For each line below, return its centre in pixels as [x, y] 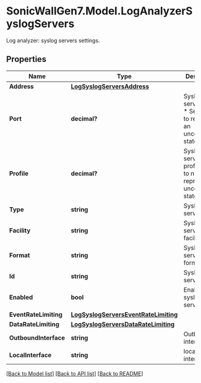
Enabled [21, 297]
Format [20, 255]
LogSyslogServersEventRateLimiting [124, 315]
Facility [20, 231]
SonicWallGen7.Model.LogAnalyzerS [100, 11]
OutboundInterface [37, 337]
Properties [26, 59]
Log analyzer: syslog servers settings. [53, 40]
